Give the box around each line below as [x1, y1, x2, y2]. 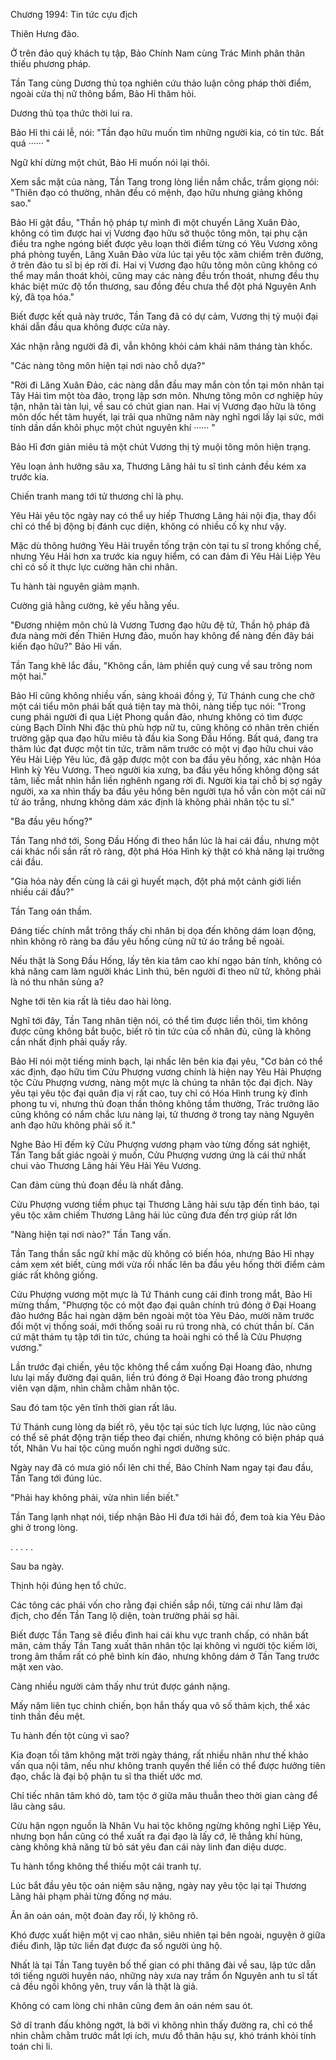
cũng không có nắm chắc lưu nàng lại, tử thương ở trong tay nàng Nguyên [10, 1109, 315, 1120]
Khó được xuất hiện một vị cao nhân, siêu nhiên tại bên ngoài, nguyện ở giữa [10, 1929, 326, 1941]
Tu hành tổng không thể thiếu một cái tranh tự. [10, 1860, 202, 1872]
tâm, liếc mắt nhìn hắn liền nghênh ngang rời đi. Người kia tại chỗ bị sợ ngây [10, 775, 323, 786]
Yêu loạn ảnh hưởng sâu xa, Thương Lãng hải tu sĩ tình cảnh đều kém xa [10, 460, 307, 472]
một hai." [10, 670, 48, 682]
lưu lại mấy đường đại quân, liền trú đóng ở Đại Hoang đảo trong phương [10, 1372, 308, 1383]
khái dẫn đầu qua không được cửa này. [10, 321, 170, 333]
